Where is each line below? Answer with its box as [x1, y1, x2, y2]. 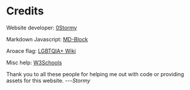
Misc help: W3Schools [6, 59, 62, 66]
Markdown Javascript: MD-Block [6, 35, 89, 43]
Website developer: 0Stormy [6, 24, 77, 31]
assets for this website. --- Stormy [6, 77, 90, 84]
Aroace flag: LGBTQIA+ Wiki [6, 47, 77, 55]
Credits [6, 4, 44, 18]
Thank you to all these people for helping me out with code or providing [6, 70, 184, 77]
